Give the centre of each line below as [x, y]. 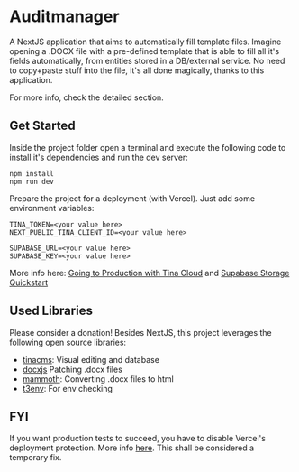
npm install [32, 173]
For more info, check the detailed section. [86, 97]
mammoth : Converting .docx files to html [98, 379]
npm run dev [32, 181]
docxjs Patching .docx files [72, 369]
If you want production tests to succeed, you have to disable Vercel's [137, 439]
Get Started [42, 126]
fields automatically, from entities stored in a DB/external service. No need [147, 60]
